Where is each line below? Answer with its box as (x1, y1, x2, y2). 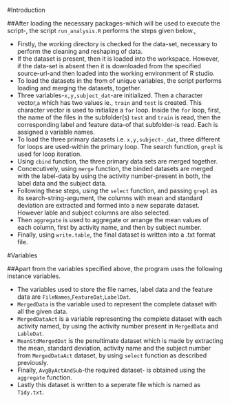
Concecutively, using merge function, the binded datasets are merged (17, 165, 213, 173)
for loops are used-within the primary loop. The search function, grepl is (17, 143, 223, 150)
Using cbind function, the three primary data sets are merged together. (17, 157, 218, 165)
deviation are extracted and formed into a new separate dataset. (17, 201, 200, 209)
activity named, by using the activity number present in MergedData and (17, 322, 219, 330)
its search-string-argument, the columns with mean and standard (17, 194, 203, 202)
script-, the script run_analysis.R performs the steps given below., (7, 27, 196, 35)
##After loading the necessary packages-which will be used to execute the (7, 19, 220, 27)
